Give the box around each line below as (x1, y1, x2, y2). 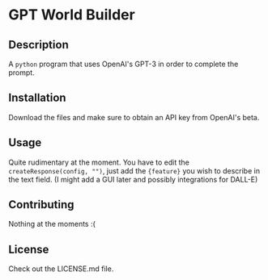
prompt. (8, 68, 35, 77)
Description (8, 38, 69, 52)
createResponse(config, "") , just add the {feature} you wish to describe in (8, 165, 261, 175)
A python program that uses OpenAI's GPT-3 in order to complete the (8, 59, 239, 69)
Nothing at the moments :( (8, 219, 96, 229)
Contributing (8, 198, 74, 211)
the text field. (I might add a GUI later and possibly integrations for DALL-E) (8, 174, 258, 184)
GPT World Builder (8, 6, 135, 24)
